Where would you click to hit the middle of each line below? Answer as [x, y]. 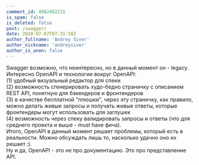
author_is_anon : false [34, 51]
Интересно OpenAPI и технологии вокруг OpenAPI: [71, 74]
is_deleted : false [29, 23]
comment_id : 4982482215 [36, 12]
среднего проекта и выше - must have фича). [64, 125]
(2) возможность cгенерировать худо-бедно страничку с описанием [95, 87]
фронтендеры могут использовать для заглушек [68, 112]
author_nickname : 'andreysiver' [46, 45]
